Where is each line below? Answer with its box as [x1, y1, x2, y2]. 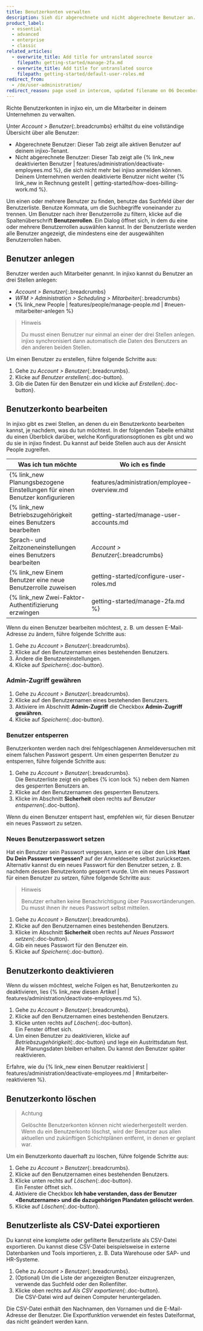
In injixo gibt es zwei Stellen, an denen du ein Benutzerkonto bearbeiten [6, 420, 185, 427]
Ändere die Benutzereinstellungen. [14, 655, 101, 662]
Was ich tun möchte [18, 460, 77, 468]
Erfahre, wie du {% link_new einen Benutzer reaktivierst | [6, 1063, 148, 1070]
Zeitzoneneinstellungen [9, 543, 76, 551]
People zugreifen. [6, 446, 50, 453]
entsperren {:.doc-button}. [14, 802, 80, 809]
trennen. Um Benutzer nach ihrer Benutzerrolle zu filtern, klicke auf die [6, 210, 182, 217]
